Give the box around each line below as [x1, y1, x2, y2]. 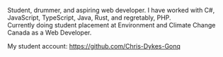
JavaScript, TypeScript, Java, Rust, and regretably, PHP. [7, 13, 171, 22]
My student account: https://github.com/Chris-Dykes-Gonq [7, 42, 181, 50]
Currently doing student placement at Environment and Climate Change [7, 21, 216, 29]
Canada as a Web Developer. [7, 28, 92, 37]
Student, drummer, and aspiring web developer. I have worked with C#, [7, 6, 215, 14]
